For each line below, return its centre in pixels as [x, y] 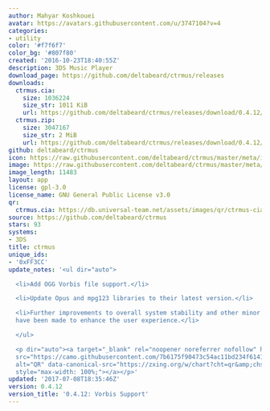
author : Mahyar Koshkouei [51, 16]
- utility [25, 38]
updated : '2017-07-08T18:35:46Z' [64, 379]
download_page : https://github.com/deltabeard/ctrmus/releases [117, 75]
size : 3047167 [46, 128]
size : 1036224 [46, 98]
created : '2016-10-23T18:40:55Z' [64, 61]
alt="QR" [30, 364]
